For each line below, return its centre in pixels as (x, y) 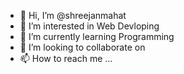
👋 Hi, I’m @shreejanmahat (73, 15)
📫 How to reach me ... (66, 58)
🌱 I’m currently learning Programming (97, 36)
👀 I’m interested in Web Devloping (89, 26)
